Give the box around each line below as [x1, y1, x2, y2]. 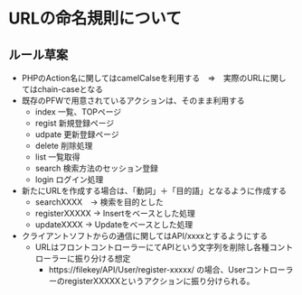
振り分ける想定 [74, 254, 131, 263]
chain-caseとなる [37, 84, 103, 95]
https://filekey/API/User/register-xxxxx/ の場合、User [48, 264, 246, 275]
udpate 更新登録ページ [34, 129, 119, 140]
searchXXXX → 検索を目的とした [34, 197, 164, 207]
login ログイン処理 [34, 174, 104, 185]
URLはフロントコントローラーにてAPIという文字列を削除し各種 [34, 242, 270, 253]
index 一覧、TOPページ [34, 106, 122, 117]
